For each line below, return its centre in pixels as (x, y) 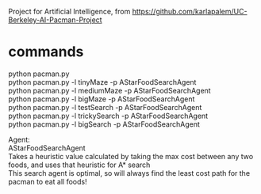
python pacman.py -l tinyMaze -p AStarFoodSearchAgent (102, 82)
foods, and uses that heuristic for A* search (79, 165)
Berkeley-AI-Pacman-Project (55, 20)
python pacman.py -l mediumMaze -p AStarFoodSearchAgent (110, 90)
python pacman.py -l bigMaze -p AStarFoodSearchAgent (102, 99)
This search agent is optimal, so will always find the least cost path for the (129, 173)
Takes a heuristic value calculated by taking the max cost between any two (131, 156)
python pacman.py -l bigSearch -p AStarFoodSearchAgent (104, 124)
